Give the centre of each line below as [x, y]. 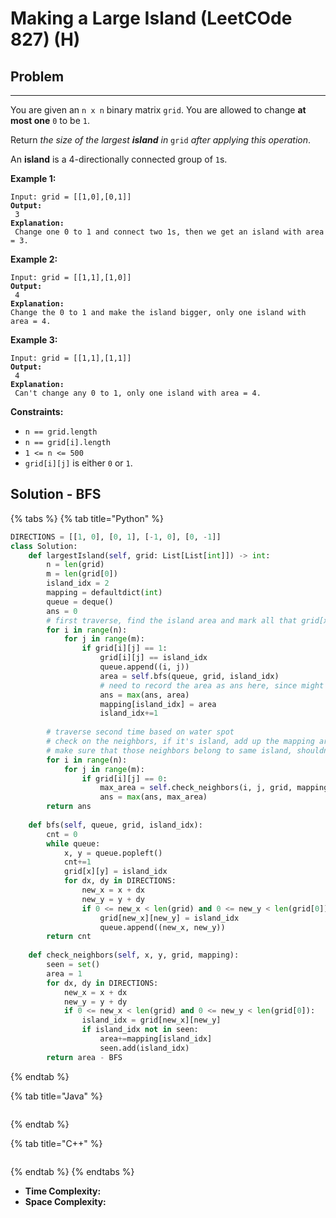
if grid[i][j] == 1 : [124, 648]
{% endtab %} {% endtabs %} [72, 1171]
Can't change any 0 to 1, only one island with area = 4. [138, 393]
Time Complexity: [63, 1191]
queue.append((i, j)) [144, 667]
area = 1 [64, 973]
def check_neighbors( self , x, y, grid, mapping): [134, 955]
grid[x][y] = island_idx [115, 872]
